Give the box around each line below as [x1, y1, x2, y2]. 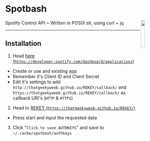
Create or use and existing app [12, 68, 77, 74]
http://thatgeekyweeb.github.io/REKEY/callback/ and [12, 84, 127, 90]
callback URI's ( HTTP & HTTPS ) [12, 95, 73, 101]
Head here [12, 53, 35, 59]
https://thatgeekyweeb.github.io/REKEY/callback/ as [12, 89, 126, 95]
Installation [5, 39, 42, 48]
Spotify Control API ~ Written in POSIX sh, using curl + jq [5, 20, 124, 26]
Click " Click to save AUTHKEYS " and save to [12, 124, 104, 130]
